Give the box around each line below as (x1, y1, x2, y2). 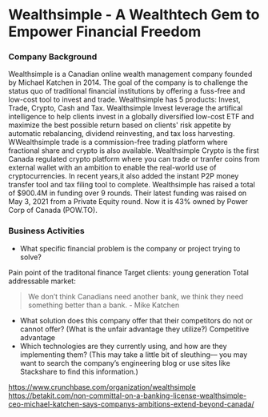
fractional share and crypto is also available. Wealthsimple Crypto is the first (8, 146, 260, 155)
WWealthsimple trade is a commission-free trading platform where (8, 138, 228, 147)
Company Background (8, 51, 98, 62)
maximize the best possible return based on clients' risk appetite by (8, 120, 232, 130)
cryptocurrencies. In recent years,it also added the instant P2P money (8, 171, 239, 181)
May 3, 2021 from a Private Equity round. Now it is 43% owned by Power (8, 197, 248, 206)
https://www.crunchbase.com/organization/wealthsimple (8, 382, 196, 391)
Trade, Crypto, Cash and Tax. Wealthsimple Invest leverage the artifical (8, 103, 243, 113)
